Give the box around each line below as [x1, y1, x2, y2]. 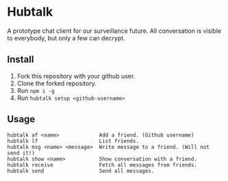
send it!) [7, 150, 36, 156]
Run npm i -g [16, 86, 55, 94]
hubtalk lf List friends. [7, 137, 139, 144]
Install [7, 54, 34, 66]
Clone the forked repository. [16, 79, 97, 87]
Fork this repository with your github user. [16, 72, 136, 80]
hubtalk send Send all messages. [7, 167, 155, 174]
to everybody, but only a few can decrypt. [7, 33, 125, 42]
